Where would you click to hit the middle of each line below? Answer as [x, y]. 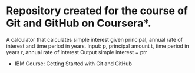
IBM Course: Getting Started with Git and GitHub [73, 64]
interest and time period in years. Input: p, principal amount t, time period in [98, 46]
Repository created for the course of [97, 11]
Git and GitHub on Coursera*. [79, 23]
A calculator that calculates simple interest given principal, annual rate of [95, 39]
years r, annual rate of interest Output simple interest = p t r [77, 52]
